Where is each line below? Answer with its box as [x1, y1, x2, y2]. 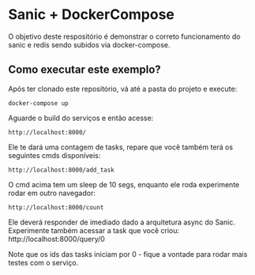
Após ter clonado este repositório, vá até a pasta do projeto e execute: [8, 84, 238, 93]
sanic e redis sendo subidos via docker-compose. [8, 40, 171, 49]
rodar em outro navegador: [8, 188, 96, 198]
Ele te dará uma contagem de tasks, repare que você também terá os [8, 142, 234, 152]
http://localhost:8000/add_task [8, 166, 114, 174]
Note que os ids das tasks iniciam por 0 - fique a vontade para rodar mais [8, 249, 248, 258]
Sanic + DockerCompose [8, 6, 175, 24]
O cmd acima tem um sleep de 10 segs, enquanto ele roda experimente [8, 179, 240, 189]
